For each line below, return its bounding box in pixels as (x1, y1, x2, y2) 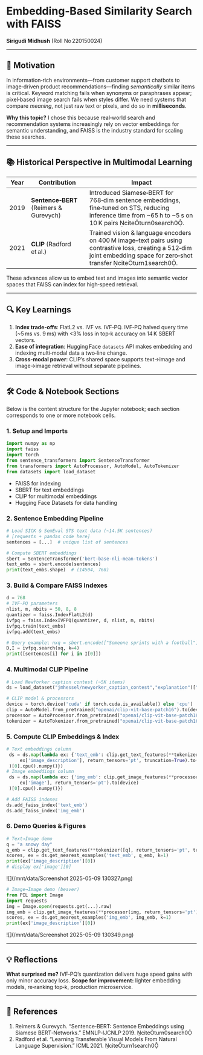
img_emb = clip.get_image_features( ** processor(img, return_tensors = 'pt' (6, 909, 196, 915)
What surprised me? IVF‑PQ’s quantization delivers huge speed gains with (6, 970, 193, 978)
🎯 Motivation (6, 61, 56, 71)
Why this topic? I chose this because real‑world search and (6, 114, 155, 121)
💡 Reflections (6, 955, 58, 965)
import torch (6, 452, 39, 458)
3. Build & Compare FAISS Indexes (6, 581, 108, 590)
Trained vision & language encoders (89, 228, 192, 237)
